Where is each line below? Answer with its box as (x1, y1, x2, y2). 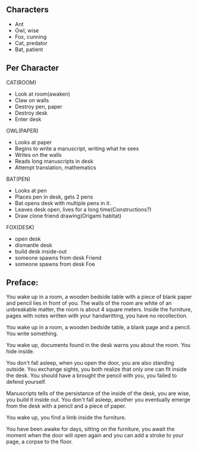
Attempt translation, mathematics (14, 163, 96, 171)
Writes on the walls (14, 151, 62, 158)
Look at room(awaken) (14, 90, 70, 97)
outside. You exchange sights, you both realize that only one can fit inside (6, 365, 187, 373)
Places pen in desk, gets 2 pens (14, 193, 93, 200)
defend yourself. (6, 379, 46, 386)
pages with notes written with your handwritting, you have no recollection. (6, 312, 188, 320)
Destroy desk (14, 109, 48, 116)
